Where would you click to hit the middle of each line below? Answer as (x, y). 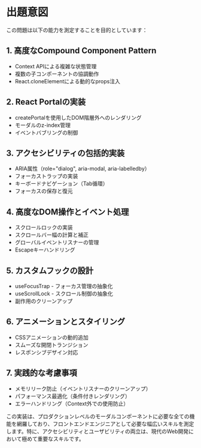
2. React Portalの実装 (46, 102)
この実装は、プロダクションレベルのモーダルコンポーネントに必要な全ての (98, 416)
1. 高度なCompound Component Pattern (81, 51)
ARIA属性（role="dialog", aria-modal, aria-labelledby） (83, 169)
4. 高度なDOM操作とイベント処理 (68, 212)
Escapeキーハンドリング (45, 250)
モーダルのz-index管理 (42, 125)
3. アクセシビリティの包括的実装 (66, 153)
